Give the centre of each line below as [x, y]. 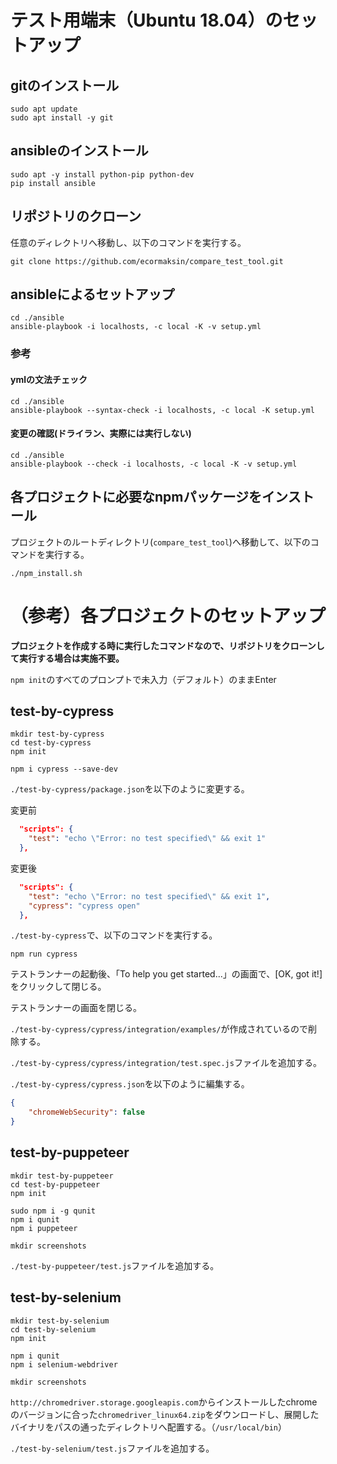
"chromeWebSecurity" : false [86, 1112]
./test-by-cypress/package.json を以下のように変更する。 [130, 789]
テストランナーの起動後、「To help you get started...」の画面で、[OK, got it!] [166, 974]
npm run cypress [44, 954]
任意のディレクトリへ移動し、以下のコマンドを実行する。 [128, 242]
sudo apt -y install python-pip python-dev [102, 174]
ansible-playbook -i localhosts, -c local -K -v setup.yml [136, 327]
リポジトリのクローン [76, 216]
